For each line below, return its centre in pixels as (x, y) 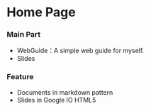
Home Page (41, 12)
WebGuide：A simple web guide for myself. (80, 51)
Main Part (24, 35)
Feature (20, 77)
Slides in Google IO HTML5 (56, 100)
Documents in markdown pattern (65, 92)
